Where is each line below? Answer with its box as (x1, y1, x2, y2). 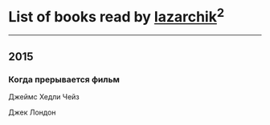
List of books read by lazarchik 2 (8, 5, 225, 26)
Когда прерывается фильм (8, 74, 121, 85)
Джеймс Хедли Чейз (8, 91, 80, 101)
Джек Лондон (8, 107, 56, 117)
